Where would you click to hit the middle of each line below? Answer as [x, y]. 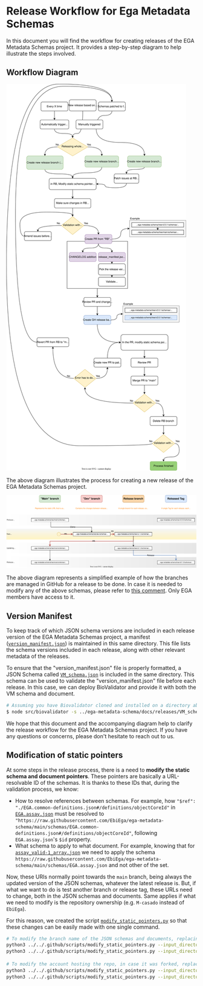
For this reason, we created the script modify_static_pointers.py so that [97, 920]
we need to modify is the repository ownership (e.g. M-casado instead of [95, 902]
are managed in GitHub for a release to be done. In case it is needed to [94, 584]
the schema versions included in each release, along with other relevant [96, 649]
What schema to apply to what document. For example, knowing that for [105, 846]
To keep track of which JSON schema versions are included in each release [101, 630]
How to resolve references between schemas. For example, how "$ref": [105, 801]
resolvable [19, 782]
